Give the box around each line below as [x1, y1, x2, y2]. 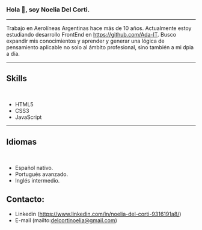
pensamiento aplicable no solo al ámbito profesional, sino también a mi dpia [6, 44, 194, 51]
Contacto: [6, 195, 45, 205]
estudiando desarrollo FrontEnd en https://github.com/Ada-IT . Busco [6, 31, 176, 38]
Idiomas [6, 136, 37, 147]
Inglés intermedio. [14, 177, 60, 184]
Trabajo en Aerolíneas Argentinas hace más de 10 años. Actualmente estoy [6, 25, 192, 32]
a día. [6, 50, 20, 58]
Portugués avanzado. [14, 171, 68, 178]
